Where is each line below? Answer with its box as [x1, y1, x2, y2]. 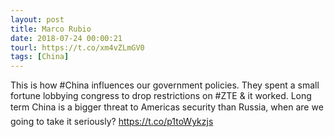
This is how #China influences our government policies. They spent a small [10, 79, 320, 91]
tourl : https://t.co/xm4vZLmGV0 [10, 42, 145, 53]
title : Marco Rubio [10, 24, 92, 34]
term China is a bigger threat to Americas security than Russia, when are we [10, 101, 324, 113]
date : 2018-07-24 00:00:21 [10, 33, 123, 43]
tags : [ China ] [10, 52, 70, 62]
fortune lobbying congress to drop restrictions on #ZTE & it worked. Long [10, 90, 312, 102]
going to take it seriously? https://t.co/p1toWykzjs [10, 116, 214, 128]
